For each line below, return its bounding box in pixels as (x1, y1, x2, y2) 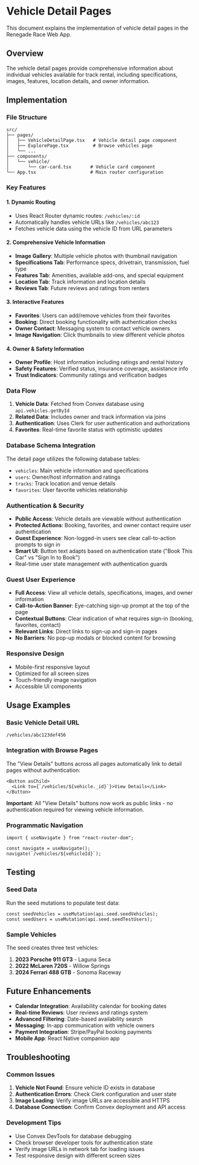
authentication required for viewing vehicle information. (6, 806, 145, 813)
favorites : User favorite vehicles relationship (15, 486, 128, 493)
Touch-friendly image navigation (15, 676, 97, 683)
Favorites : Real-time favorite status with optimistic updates (15, 426, 163, 433)
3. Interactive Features (6, 299, 65, 306)
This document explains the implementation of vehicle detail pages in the (6, 24, 189, 32)
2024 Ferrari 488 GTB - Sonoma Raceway (15, 968, 122, 976)
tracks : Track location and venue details (15, 479, 116, 487)
